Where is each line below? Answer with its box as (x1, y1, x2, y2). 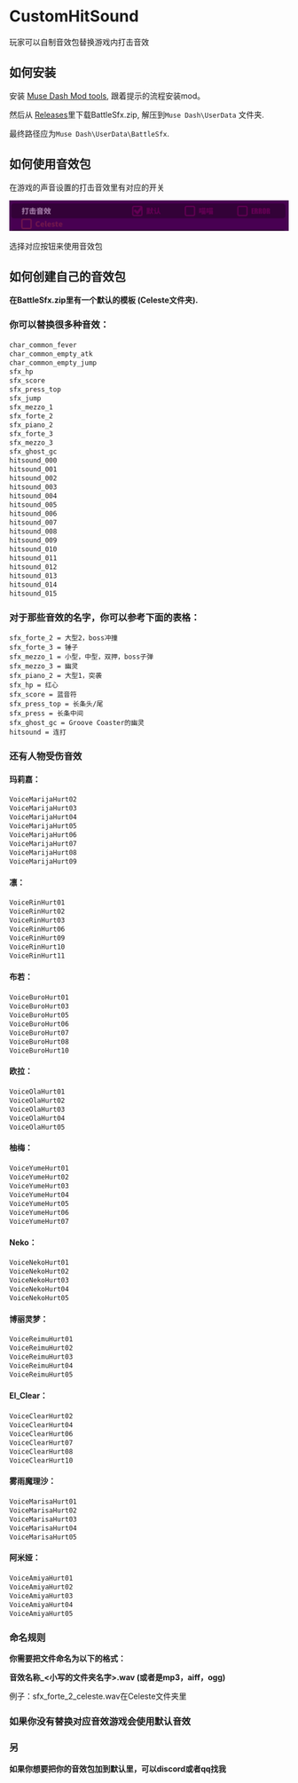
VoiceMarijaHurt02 (9, 795, 77, 804)
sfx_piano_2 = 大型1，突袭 (9, 672, 102, 681)
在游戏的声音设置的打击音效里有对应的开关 (9, 182, 165, 193)
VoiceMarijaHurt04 (9, 813, 77, 822)
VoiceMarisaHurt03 (9, 1515, 77, 1524)
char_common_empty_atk (9, 349, 93, 359)
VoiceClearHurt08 (9, 1447, 74, 1456)
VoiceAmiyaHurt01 (9, 1574, 74, 1583)
